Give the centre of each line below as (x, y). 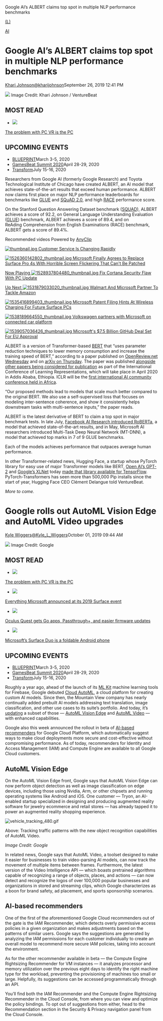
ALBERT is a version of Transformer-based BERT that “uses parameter (76, 346)
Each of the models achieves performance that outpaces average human (78, 446)
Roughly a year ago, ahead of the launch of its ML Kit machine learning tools (81, 687)
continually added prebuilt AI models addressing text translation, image (76, 703)
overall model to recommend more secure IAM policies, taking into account (80, 944)
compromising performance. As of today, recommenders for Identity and (78, 743)
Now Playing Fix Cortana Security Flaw (78, 273)
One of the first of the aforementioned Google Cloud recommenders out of (80, 918)
